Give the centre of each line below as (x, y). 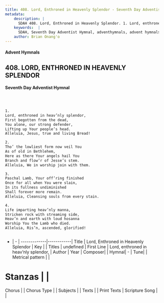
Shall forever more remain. (34, 192)
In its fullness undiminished (36, 188)
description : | (29, 19)
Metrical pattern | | (31, 257)
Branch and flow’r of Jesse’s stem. (42, 161)
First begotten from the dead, (37, 120)
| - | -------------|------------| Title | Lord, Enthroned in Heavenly (78, 242)
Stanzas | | (27, 277)
